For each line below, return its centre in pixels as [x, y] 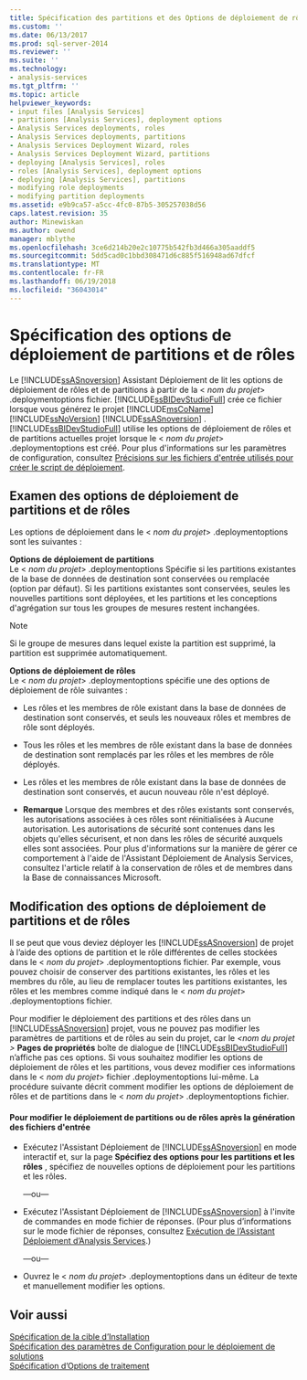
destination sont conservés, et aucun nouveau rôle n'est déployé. [146, 792]
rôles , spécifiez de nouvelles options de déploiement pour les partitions [159, 1167]
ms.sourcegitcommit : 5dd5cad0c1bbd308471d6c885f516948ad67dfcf [132, 256]
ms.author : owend [42, 230]
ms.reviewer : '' [40, 52]
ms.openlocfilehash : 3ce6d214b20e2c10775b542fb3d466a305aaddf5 [132, 248]
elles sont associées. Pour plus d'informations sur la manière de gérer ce [160, 849]
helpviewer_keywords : [51, 103]
